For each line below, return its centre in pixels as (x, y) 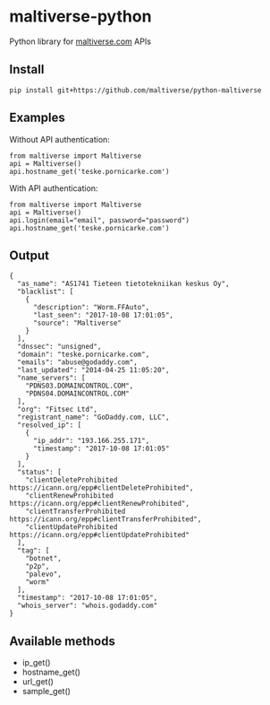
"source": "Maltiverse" (77, 323)
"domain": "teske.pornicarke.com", (84, 355)
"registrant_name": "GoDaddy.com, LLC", (93, 418)
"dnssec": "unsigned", (59, 347)
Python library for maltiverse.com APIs (80, 41)
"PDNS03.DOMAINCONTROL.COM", (80, 386)
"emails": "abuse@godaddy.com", (78, 362)
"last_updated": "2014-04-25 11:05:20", (93, 370)
